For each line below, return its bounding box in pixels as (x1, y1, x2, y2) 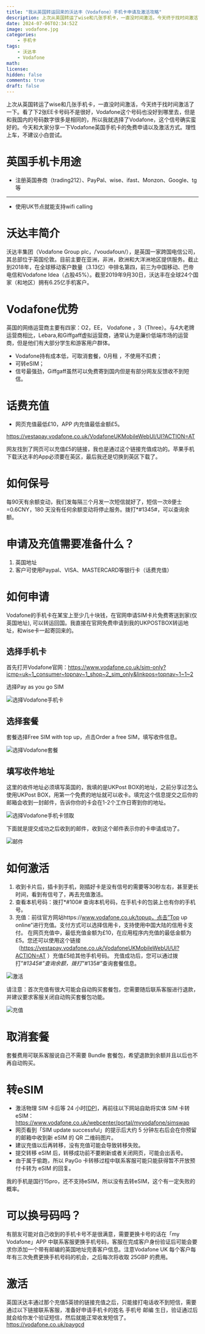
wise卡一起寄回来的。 (22, 626, 77, 634)
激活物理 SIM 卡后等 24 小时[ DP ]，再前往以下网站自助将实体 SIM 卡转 (15, 1104, 190, 1112)
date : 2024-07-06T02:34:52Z (6, 20, 78, 26)
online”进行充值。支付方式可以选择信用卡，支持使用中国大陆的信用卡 (15, 921, 188, 928)
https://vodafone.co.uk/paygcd (6, 1321, 85, 1328)
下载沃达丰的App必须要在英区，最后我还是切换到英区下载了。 (6, 453, 161, 460)
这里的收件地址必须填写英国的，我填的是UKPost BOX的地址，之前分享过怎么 (6, 784, 198, 790)
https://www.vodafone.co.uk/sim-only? (68, 664, 167, 671)
